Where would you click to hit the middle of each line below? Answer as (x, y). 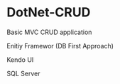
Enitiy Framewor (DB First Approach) (60, 46)
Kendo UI (20, 59)
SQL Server (23, 73)
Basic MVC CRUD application (49, 32)
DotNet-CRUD (49, 12)
